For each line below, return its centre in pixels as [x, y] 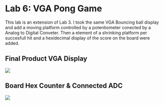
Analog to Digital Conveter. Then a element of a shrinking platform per [76, 33]
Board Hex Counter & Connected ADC [64, 86]
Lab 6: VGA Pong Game [54, 9]
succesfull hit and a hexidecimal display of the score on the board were [78, 38]
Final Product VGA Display [46, 59]
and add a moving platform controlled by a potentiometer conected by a [78, 27]
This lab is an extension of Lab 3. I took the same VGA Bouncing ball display [82, 22]
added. [12, 43]
